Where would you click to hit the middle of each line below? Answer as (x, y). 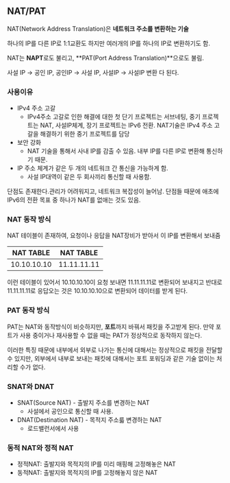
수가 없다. (33, 367)
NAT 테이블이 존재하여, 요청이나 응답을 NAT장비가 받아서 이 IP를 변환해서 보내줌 (114, 235)
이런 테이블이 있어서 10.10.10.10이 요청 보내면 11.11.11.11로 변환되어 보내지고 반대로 (115, 282)
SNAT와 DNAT (31, 386)
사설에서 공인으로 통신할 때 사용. (70, 411)
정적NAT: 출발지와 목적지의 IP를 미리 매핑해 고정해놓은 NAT (97, 464)
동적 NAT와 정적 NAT (40, 447)
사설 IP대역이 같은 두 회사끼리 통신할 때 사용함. (89, 177)
